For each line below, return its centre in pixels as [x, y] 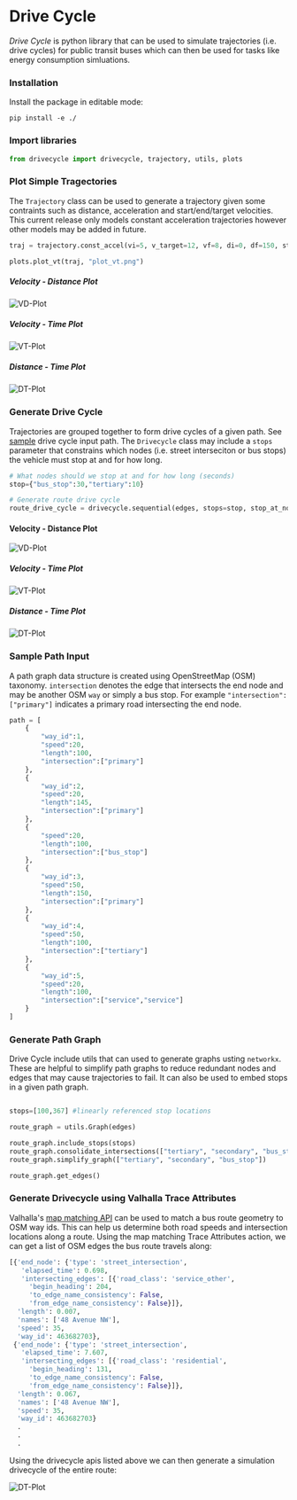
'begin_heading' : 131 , [71, 1370]
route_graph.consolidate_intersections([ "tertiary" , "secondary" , [134, 1151]
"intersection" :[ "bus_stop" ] [95, 852]
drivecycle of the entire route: [63, 1470]
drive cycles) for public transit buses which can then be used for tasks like [145, 50]
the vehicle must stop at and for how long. [86, 459]
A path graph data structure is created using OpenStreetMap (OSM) [133, 676]
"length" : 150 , [67, 893]
